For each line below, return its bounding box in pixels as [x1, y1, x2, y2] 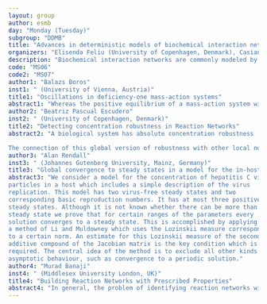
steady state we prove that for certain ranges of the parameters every [8, 210, 254, 218]
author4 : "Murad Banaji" [8, 262, 91, 270]
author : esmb [8, 19, 52, 27]
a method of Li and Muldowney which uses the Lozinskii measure [8, 225, 226, 233]
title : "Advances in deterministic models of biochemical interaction [8, 41, 247, 49]
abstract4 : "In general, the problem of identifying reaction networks [8, 284, 250, 292]
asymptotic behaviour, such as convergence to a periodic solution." [8, 255, 244, 263]
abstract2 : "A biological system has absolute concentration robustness [8, 129, 254, 137]
